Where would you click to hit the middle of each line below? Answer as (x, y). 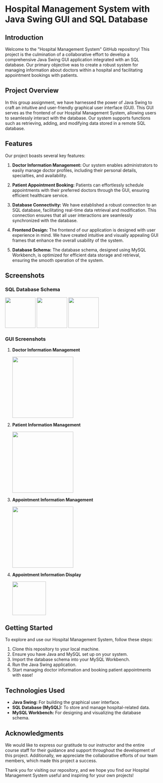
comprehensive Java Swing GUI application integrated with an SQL (72, 59)
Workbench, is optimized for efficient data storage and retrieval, (76, 255)
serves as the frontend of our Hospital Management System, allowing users (81, 113)
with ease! (22, 675)
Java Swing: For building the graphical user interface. (66, 702)
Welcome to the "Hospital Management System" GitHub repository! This (77, 49)
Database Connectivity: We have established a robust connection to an (84, 205)
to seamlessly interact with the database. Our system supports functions (78, 118)
